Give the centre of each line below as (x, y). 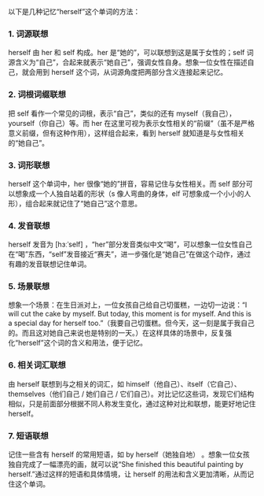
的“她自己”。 (29, 143)
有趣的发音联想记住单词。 (49, 264)
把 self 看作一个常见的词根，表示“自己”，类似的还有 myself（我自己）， (122, 113)
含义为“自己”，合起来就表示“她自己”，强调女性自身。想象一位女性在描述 (131, 62)
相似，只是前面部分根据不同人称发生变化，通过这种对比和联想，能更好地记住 (132, 403)
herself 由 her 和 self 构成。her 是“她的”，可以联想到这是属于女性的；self (126, 53)
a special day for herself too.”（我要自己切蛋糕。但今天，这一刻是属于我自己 (132, 323)
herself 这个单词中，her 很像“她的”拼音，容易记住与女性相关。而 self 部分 (127, 183)
